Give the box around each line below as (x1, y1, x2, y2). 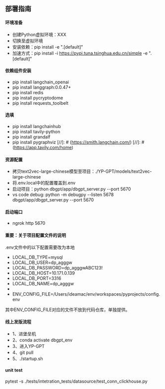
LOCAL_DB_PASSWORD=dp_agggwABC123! (12, 264, 103, 270)
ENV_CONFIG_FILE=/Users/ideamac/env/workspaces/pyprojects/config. (12, 291, 160, 297)
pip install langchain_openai (12, 79, 69, 85)
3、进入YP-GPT (12, 343, 45, 349)
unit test (5, 367, 23, 373)
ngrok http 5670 (12, 220, 46, 226)
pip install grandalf (12, 134, 51, 140)
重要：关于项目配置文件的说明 (5, 232, 66, 238)
